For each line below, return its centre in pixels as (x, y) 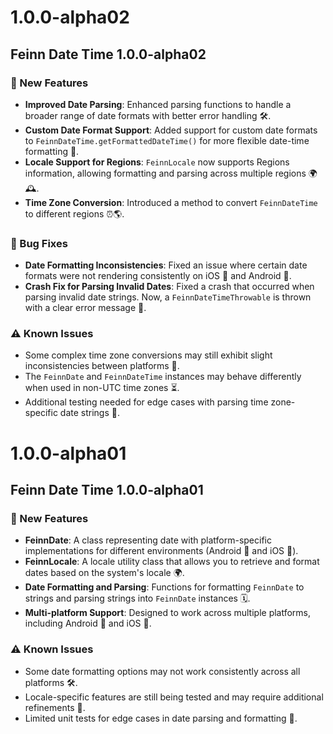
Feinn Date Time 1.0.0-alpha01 (107, 490)
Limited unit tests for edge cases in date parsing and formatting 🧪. (161, 718)
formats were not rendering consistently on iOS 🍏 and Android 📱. (158, 276)
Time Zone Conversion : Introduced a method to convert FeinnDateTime (171, 202)
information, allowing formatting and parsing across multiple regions (165, 173)
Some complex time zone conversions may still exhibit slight (148, 355)
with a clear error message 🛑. (85, 308)
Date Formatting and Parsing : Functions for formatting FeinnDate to (164, 587)
